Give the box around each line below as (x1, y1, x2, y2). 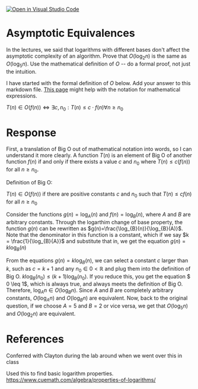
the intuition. (6, 68, 37, 75)
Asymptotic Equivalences (6, 27, 135, 40)
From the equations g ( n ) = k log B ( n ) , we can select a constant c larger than (6, 257, 189, 265)
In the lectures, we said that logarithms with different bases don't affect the (6, 46, 190, 53)
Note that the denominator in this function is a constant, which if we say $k (6, 231, 189, 239)
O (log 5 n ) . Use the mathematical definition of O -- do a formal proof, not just (6, 60, 191, 68)
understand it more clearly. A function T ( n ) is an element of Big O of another (6, 152, 193, 159)
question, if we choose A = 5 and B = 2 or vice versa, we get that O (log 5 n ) (6, 302, 189, 310)
